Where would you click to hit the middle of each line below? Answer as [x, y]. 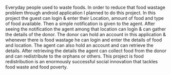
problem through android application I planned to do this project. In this [80, 13]
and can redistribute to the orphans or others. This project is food [74, 56]
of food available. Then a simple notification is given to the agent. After [80, 23]
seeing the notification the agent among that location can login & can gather [85, 29]
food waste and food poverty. [37, 67]
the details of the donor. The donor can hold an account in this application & [85, 34]
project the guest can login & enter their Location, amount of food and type [85, 18]
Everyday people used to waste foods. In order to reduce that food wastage [85, 7]
